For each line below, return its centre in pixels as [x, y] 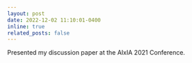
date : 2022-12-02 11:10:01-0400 [54, 20]
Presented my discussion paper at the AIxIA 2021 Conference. [96, 53]
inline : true [26, 26]
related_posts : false [39, 33]
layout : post [26, 13]
